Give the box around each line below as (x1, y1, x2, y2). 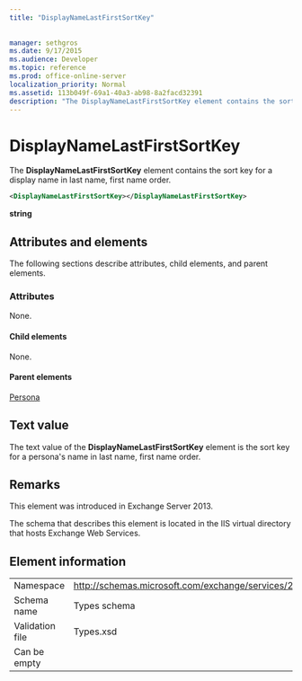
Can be (13, 646, 45, 659)
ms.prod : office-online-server (9, 72, 127, 81)
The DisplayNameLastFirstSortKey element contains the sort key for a (9, 165, 272, 176)
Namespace (13, 579, 66, 592)
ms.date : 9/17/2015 (9, 47, 83, 56)
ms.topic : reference (9, 64, 87, 73)
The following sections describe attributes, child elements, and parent (9, 258, 268, 269)
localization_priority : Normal (9, 80, 127, 89)
